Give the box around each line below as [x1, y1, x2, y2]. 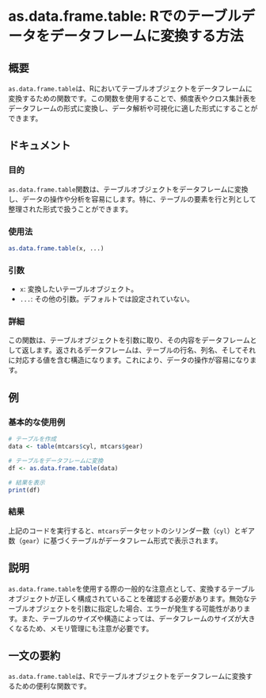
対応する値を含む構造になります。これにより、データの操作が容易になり [14, 355, 250, 365]
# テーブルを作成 [8, 435, 57, 443]
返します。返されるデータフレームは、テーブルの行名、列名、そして [21, 345, 243, 355]
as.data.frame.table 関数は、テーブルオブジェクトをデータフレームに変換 [8, 184, 249, 194]
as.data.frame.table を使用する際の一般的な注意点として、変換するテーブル [8, 584, 256, 593]
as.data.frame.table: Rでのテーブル [8, 7, 241, 25]
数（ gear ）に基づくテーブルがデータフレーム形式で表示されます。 [8, 535, 222, 545]
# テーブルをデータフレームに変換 [8, 457, 104, 465]
